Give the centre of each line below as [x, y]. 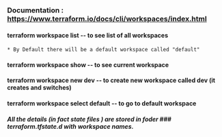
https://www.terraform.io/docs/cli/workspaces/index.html [107, 18]
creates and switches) [39, 88]
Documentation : [36, 10]
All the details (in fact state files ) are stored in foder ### [89, 119]
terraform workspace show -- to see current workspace [88, 64]
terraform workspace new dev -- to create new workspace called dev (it [111, 80]
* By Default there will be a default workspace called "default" [103, 50]
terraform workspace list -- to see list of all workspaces [88, 35]
